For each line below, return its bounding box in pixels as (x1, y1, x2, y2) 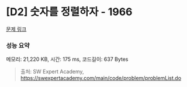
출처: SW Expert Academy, (20, 68, 84, 75)
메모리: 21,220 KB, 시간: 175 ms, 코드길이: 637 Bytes (6, 56, 129, 63)
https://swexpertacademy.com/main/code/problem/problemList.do (20, 75, 182, 82)
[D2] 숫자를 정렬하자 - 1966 (6, 5, 133, 19)
